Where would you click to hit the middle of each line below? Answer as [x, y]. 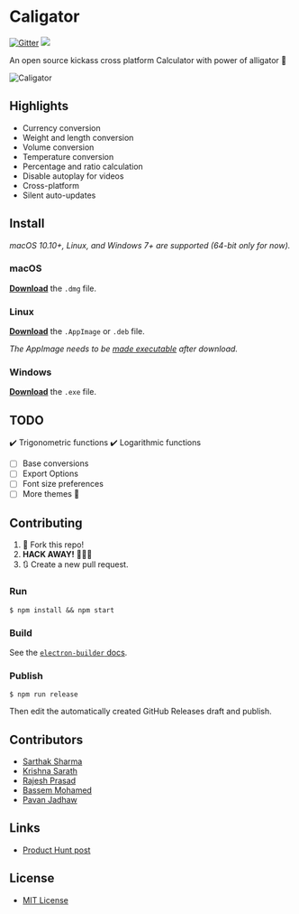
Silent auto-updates [59, 195]
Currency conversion [61, 127]
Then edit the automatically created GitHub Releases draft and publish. [140, 712]
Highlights [39, 106]
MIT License [45, 900]
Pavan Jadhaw [50, 800]
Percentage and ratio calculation [83, 166]
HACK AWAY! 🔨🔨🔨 [57, 555]
